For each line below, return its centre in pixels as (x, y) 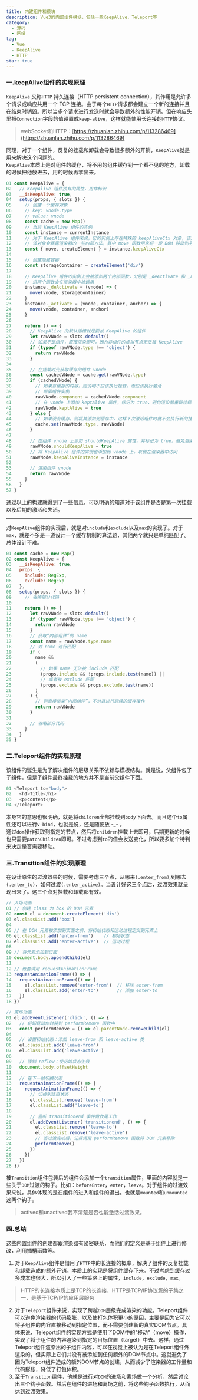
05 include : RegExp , (37, 575)
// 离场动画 (19, 1012)
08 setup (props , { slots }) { (46, 592)
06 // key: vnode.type (39, 211)
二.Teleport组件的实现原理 (44, 756)
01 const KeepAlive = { (35, 183)
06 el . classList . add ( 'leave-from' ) (52, 1045)
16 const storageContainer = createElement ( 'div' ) (75, 265)
